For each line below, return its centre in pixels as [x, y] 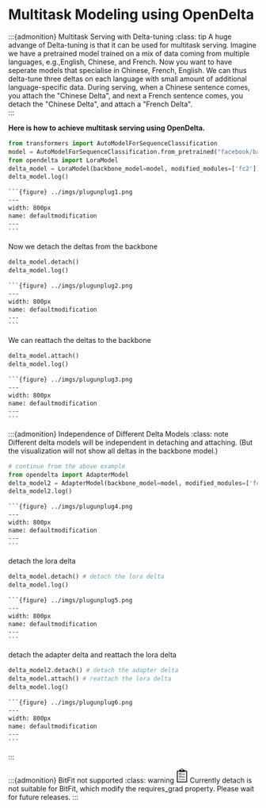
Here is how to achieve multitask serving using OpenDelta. [107, 128]
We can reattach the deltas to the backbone [80, 341]
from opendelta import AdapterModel [68, 475]
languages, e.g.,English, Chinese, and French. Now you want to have [120, 62]
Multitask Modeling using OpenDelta [131, 15]
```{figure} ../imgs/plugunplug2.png [70, 286]
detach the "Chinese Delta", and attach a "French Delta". [100, 104]
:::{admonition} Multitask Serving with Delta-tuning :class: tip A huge [120, 37]
